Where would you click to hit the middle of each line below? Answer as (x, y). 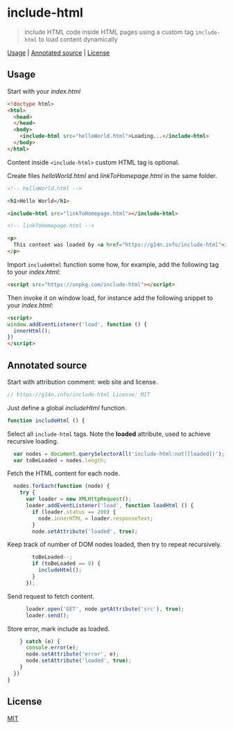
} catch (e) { (40, 641)
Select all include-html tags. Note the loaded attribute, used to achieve (109, 434)
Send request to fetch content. (51, 596)
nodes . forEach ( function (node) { (62, 486)
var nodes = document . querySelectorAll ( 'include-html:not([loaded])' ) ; (119, 454)
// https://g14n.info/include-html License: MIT (79, 394)
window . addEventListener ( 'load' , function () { (77, 324)
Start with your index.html (44, 91)
